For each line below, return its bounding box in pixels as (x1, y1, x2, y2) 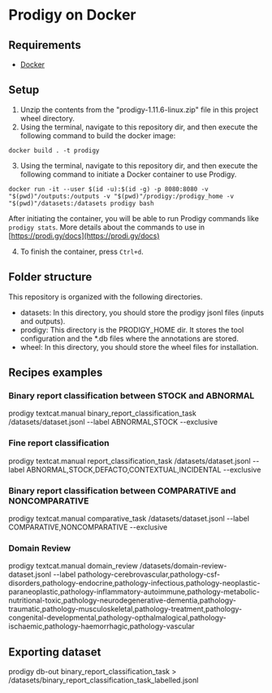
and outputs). (19, 316, 66, 326)
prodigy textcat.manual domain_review (8, 561, 138, 571)
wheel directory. (19, 113, 75, 123)
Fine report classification (8, 438, 110, 449)
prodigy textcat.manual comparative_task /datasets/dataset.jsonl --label (8, 513, 250, 523)
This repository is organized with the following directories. (8, 291, 203, 302)
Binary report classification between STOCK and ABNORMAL (8, 390, 255, 401)
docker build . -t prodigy (8, 146, 100, 155)
